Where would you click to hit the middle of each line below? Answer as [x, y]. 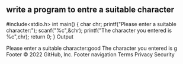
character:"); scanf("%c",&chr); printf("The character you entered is [89, 30]
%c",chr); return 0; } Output [40, 36]
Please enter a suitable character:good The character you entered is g [92, 48]
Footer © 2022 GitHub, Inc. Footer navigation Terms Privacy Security [90, 54]
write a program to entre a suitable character [90, 10]
